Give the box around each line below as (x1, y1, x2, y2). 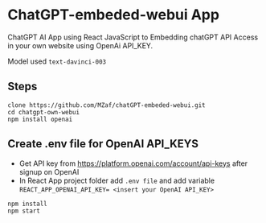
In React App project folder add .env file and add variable (18, 176, 215, 185)
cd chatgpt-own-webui (7, 108, 80, 116)
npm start (7, 207, 41, 215)
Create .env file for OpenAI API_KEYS (7, 137, 198, 151)
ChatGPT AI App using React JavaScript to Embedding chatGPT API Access (7, 32, 259, 42)
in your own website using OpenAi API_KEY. (7, 40, 153, 50)
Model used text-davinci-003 (7, 56, 106, 66)
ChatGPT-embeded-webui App (7, 6, 220, 24)
